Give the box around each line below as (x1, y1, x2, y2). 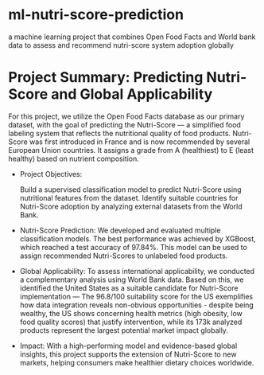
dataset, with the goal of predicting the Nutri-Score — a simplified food (8, 119, 241, 129)
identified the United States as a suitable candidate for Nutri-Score (19, 283, 239, 292)
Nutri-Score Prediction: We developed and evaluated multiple (19, 225, 221, 235)
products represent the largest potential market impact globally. (19, 325, 229, 335)
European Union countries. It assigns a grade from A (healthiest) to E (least (8, 145, 254, 154)
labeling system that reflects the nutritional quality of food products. (8, 128, 231, 138)
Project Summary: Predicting (8, 68, 204, 87)
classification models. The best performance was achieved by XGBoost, (19, 233, 256, 244)
